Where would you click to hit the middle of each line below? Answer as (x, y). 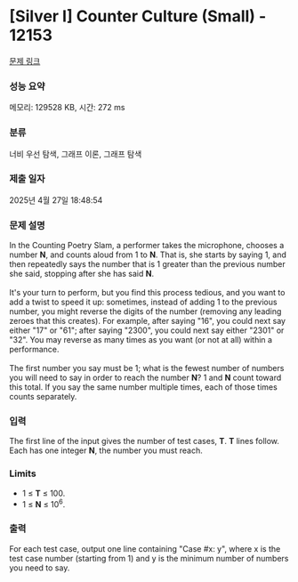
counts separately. (43, 397)
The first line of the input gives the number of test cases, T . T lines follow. (145, 441)
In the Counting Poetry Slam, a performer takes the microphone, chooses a (147, 246)
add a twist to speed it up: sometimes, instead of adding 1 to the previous (143, 302)
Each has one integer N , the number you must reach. (106, 450)
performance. (34, 350)
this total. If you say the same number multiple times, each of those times (143, 387)
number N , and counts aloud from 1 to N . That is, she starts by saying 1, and (148, 255)
